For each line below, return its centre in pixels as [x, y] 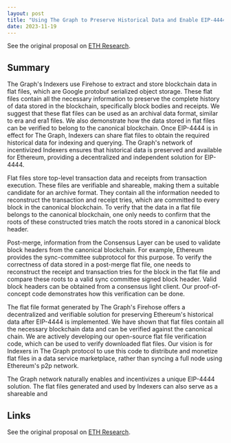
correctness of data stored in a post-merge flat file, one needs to [99, 265]
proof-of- [207, 287]
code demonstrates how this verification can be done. [109, 294]
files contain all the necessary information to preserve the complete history [113, 99]
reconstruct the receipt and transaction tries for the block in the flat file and [114, 272]
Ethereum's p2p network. [43, 366]
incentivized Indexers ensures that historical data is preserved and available [114, 150]
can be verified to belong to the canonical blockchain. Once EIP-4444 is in [113, 128]
